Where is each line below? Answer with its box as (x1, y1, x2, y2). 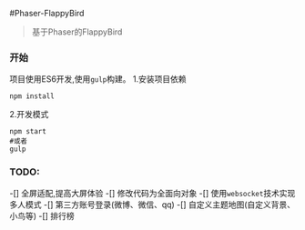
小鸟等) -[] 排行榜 (9, 210, 75, 221)
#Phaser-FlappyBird (9, 8, 85, 18)
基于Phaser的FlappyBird (31, 26, 123, 37)
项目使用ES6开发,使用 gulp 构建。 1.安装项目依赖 (9, 74, 187, 85)
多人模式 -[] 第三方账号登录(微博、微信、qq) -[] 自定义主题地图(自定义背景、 (9, 199, 296, 210)
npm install (9, 92, 55, 101)
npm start (9, 127, 47, 136)
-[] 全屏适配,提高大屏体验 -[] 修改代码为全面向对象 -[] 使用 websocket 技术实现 (9, 187, 296, 198)
